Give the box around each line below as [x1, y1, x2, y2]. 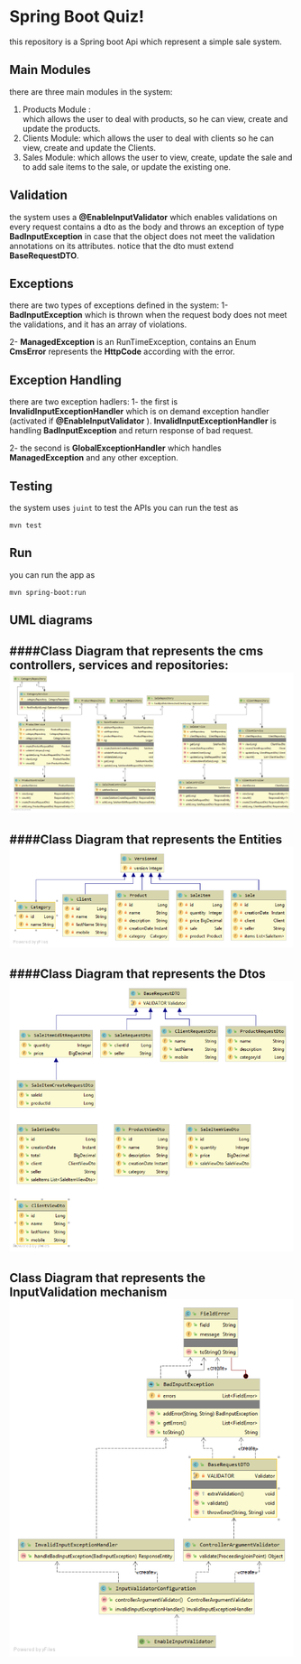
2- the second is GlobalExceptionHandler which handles [9, 442, 223, 453]
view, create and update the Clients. [22, 142, 156, 153]
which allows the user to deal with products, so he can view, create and [22, 113, 288, 124]
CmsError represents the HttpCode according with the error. [9, 346, 236, 358]
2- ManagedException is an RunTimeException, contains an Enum [9, 337, 257, 348]
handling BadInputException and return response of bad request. [9, 425, 254, 436]
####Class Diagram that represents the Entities [9, 832, 283, 847]
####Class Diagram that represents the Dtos [9, 966, 266, 981]
